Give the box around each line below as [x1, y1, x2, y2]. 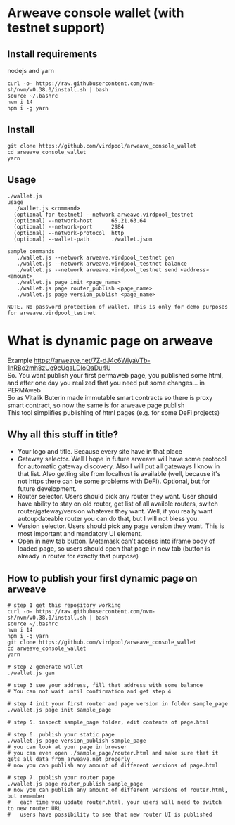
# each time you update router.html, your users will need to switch [7, 799, 222, 806]
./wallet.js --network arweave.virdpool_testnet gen [16, 254, 174, 261]
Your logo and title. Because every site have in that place [17, 447, 183, 456]
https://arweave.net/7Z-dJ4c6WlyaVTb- [34, 356, 151, 364]
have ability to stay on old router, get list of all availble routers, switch [17, 499, 218, 508]
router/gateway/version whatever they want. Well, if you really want [17, 507, 213, 516]
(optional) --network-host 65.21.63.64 [13, 217, 146, 224]
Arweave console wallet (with [7, 5, 184, 21]
